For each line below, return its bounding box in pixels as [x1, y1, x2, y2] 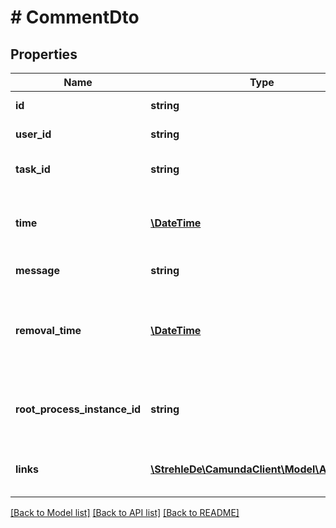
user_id [15, 127, 52, 141]
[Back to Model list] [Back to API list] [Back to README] [10, 507, 240, 518]
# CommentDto [10, 6, 140, 29]
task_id [15, 162, 51, 176]
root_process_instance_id [15, 402, 142, 416]
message [15, 264, 60, 277]
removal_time [15, 324, 82, 337]
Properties [10, 46, 78, 63]
